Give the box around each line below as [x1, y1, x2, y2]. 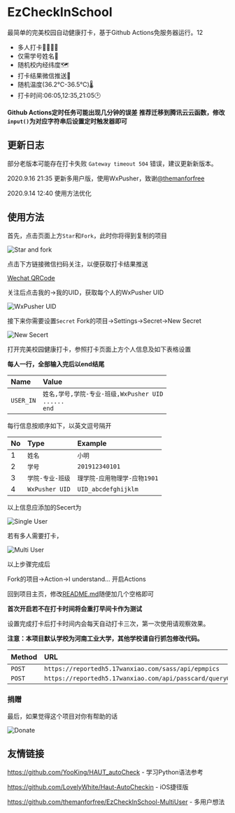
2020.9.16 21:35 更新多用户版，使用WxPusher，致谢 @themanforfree [7, 174, 205, 182]
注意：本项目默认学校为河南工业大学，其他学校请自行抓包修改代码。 [7, 634, 204, 642]
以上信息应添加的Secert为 [7, 503, 82, 511]
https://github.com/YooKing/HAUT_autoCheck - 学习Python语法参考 [7, 768, 204, 776]
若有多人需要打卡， [7, 531, 63, 540]
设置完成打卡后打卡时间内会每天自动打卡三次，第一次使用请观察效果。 [7, 619, 210, 628]
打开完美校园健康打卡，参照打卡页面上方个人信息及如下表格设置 [7, 345, 191, 353]
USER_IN [10, 396, 36, 404]
